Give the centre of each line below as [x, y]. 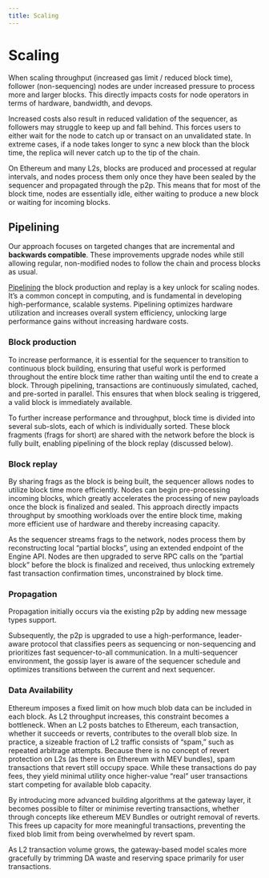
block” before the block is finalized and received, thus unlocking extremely [132, 564]
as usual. [23, 272]
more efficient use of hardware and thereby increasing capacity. [114, 523]
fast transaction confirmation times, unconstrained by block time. [116, 573]
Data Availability [41, 691]
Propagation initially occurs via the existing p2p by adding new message [128, 611]
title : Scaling [34, 16]
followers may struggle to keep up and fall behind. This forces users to [125, 127]
